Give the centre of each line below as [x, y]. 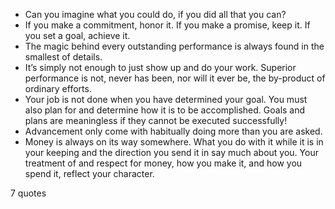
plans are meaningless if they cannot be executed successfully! [156, 120]
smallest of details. [63, 57]
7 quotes [28, 193]
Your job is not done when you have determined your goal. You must [166, 99]
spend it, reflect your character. [89, 173]
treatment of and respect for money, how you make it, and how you [163, 163]
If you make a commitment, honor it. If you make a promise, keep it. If [167, 25]
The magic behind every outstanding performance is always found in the [174, 46]
